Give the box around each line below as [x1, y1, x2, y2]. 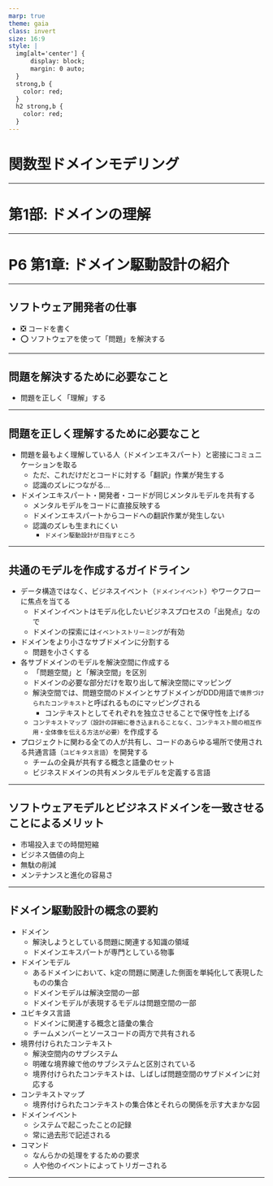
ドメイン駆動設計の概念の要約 [8, 903, 158, 918]
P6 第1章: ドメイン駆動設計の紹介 [8, 255, 230, 274]
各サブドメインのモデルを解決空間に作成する [19, 657, 171, 667]
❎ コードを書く [19, 323, 71, 333]
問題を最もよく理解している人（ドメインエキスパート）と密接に [19, 450, 234, 460]
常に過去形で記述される [32, 1130, 111, 1140]
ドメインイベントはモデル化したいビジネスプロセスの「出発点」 [32, 606, 246, 616]
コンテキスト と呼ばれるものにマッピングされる [50, 698, 201, 708]
